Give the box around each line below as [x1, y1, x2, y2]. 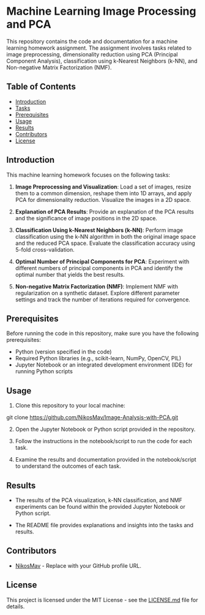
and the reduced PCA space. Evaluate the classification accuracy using [15, 239, 196, 247]
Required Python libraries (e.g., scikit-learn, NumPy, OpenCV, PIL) [15, 355, 182, 362]
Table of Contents [6, 82, 76, 92]
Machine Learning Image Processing [6, 4, 196, 18]
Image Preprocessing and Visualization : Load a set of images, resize [15, 183, 192, 190]
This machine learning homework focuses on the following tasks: [6, 171, 170, 179]
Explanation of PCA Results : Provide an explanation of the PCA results [15, 207, 194, 215]
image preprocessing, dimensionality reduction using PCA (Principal [6, 50, 178, 58]
